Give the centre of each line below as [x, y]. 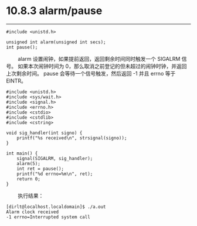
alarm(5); [29, 163]
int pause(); [22, 47]
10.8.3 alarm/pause [54, 11]
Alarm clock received [33, 212]
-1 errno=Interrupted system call [48, 217]
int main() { [22, 153]
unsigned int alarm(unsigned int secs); [56, 42]
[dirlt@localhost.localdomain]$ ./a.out [56, 207]
